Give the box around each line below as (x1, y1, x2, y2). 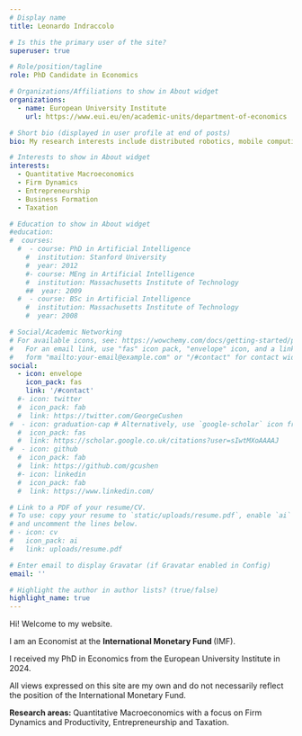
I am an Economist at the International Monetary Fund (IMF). (9, 636, 236, 647)
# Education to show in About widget (9, 220, 151, 229)
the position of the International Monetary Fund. (9, 690, 187, 701)
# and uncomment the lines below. (9, 519, 139, 529)
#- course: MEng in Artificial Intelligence (25, 269, 195, 279)
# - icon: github (9, 444, 78, 454)
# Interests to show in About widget (9, 153, 151, 162)
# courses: (9, 236, 54, 246)
